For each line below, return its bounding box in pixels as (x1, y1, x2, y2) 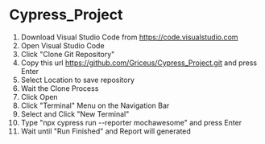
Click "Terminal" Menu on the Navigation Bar (20, 101, 170, 110)
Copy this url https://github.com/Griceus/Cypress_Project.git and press (20, 58, 258, 68)
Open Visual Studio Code (20, 40, 105, 50)
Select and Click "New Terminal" (20, 109, 130, 118)
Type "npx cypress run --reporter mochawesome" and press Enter (20, 117, 242, 127)
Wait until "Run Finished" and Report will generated (20, 126, 192, 136)
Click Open (20, 92, 59, 101)
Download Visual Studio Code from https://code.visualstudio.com (20, 32, 238, 42)
